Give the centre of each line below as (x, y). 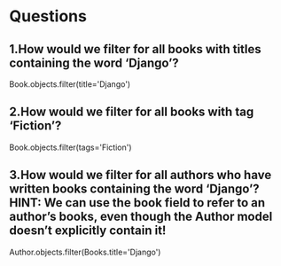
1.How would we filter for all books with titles (135, 49)
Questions (48, 16)
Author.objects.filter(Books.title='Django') (85, 252)
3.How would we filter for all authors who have (140, 175)
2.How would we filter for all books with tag (132, 112)
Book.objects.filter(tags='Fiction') (70, 147)
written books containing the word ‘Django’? (134, 189)
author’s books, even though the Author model (141, 217)
